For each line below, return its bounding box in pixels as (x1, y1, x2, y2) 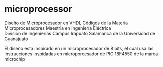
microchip (4, 56, 25, 62)
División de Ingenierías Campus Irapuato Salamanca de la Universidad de (4, 30, 156, 36)
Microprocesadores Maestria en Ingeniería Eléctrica (4, 25, 111, 31)
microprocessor (4, 3, 73, 15)
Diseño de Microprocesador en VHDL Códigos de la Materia (4, 20, 128, 26)
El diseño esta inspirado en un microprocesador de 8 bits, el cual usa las (4, 45, 154, 51)
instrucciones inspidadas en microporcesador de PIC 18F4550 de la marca (4, 51, 158, 57)
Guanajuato (4, 36, 28, 42)
